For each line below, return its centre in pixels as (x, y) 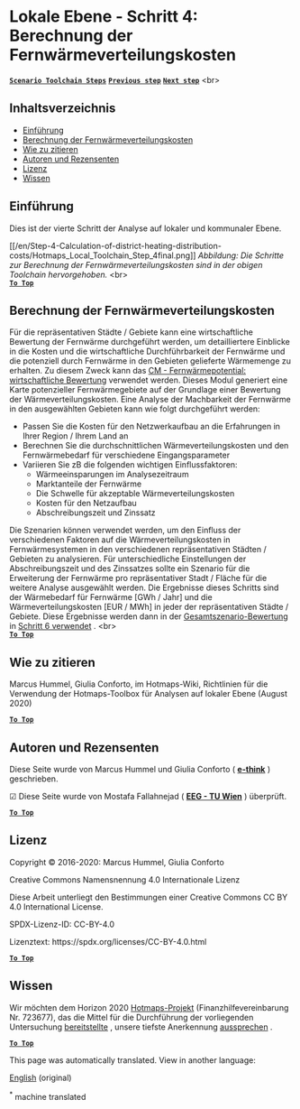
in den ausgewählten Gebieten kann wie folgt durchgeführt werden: (135, 409)
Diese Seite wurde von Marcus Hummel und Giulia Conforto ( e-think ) (140, 769)
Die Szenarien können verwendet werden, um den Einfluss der (125, 531)
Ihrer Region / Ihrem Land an (75, 436)
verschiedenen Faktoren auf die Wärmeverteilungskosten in (120, 540)
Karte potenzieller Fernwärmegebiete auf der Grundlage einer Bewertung (145, 390)
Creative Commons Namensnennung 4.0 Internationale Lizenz (125, 879)
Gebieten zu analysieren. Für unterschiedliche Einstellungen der (128, 559)
